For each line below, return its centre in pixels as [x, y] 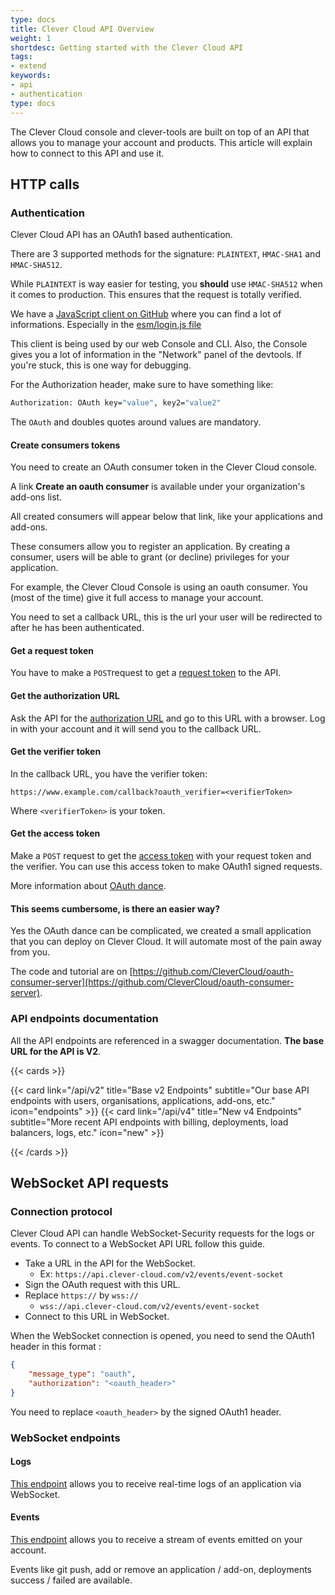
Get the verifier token [56, 752]
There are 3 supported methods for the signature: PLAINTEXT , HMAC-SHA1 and [165, 254]
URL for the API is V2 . [56, 1051]
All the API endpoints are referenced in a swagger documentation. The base [167, 1040]
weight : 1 [31, 38]
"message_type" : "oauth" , [82, 1374]
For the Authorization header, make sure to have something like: [142, 385]
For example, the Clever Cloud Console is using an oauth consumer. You [159, 587]
